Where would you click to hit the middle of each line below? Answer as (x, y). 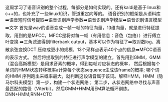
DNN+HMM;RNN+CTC (29, 94)
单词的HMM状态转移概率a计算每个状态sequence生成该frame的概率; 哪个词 (82, 70)
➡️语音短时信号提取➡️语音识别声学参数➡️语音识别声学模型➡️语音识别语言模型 (83, 20)
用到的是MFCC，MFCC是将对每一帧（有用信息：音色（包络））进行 (83, 35)
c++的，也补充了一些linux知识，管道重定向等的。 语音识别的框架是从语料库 (83, 13)
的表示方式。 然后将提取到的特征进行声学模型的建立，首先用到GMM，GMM (83, 57)
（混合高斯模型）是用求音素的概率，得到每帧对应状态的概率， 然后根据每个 (83, 63)
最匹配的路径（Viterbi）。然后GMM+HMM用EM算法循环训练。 (68, 88)
